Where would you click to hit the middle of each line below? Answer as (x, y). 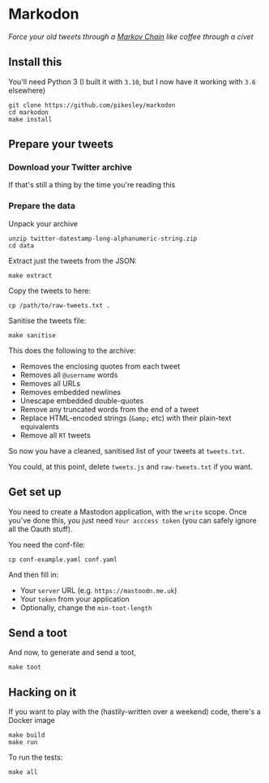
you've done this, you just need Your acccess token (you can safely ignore (132, 520)
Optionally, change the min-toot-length (86, 607)
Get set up (35, 492)
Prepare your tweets (61, 144)
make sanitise (32, 335)
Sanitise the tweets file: (47, 321)
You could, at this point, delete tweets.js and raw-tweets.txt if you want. (130, 467)
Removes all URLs (50, 383)
